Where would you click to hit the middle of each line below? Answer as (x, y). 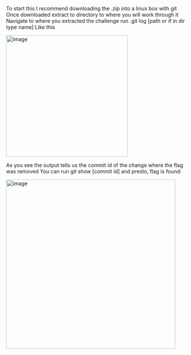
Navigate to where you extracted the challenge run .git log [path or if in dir (96, 21)
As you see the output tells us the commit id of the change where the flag (95, 165)
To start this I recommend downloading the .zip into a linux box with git (91, 8)
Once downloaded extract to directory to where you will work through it (92, 15)
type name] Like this (31, 27)
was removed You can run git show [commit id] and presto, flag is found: (94, 171)
